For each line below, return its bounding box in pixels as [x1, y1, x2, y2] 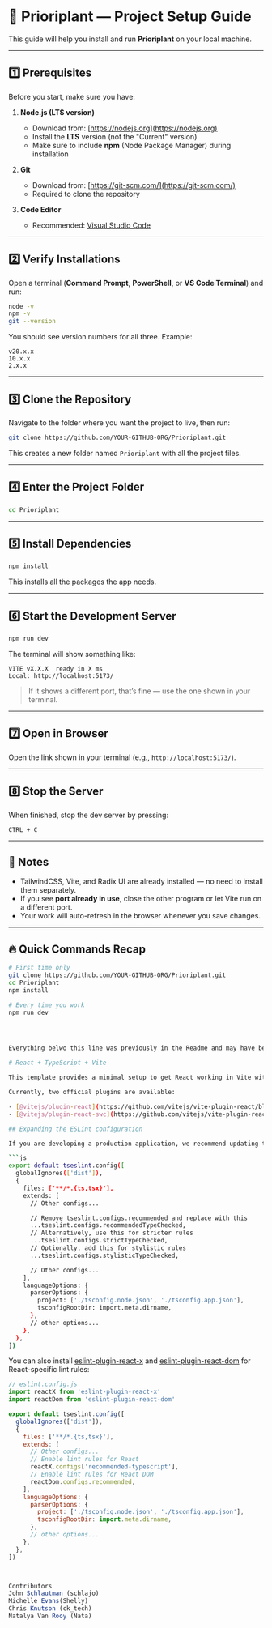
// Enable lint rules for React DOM [29, 1470, 154, 1479]
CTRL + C [8, 825, 38, 833]
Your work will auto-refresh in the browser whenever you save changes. [19, 911, 261, 921]
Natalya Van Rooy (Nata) [8, 1612, 92, 1621]
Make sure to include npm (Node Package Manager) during [32, 140, 232, 150]
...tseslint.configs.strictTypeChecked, [29, 1237, 168, 1245]
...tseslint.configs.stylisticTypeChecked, [29, 1251, 180, 1259]
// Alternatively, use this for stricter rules [29, 1229, 194, 1238]
